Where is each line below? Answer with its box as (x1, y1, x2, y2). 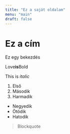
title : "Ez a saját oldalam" (5, 7, 66, 12)
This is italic (5, 73, 30, 79)
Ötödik (12, 109, 26, 115)
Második (12, 88, 30, 94)
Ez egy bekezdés (5, 54, 41, 60)
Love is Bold (5, 64, 28, 70)
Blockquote (17, 124, 41, 130)
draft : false (5, 16, 32, 21)
